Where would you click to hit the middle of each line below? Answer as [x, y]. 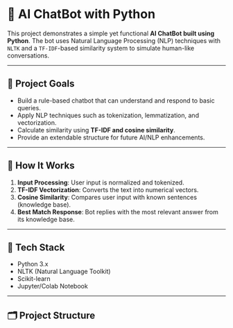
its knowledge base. [46, 219]
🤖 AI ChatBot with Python [81, 14]
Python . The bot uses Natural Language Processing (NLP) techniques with [114, 40]
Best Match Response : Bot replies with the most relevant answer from [118, 212]
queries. [29, 107]
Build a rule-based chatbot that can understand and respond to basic [116, 101]
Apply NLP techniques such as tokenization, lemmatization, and [108, 115]
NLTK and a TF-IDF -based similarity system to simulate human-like [101, 48]
